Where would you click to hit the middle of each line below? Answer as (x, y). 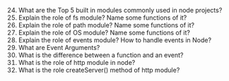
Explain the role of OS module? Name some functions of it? (104, 32)
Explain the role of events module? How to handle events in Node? (114, 40)
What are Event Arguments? (59, 48)
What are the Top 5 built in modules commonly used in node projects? (120, 10)
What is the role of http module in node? (77, 62)
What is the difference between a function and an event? (101, 55)
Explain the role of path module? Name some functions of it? (106, 25)
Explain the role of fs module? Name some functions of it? (102, 18)
